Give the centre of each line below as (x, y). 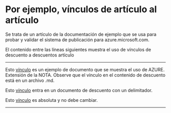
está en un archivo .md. (30, 80)
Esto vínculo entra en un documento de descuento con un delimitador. (79, 90)
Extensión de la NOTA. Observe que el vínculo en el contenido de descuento (85, 75)
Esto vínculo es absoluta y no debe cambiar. (52, 100)
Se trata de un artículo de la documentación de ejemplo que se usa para (81, 34)
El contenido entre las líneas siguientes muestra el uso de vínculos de (78, 49)
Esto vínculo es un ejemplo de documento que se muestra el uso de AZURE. (85, 69)
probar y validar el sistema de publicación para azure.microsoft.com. (77, 40)
